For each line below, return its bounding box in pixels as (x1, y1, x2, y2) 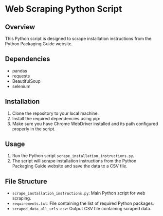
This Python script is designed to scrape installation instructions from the (5, 36, 152, 41)
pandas (12, 68, 28, 73)
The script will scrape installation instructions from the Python (12, 158, 137, 164)
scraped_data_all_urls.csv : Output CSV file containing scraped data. (12, 206, 152, 212)
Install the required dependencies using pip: (12, 115, 101, 121)
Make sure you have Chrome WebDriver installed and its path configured (12, 121, 158, 126)
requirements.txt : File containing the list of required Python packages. (12, 200, 154, 206)
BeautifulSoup (12, 78, 41, 84)
